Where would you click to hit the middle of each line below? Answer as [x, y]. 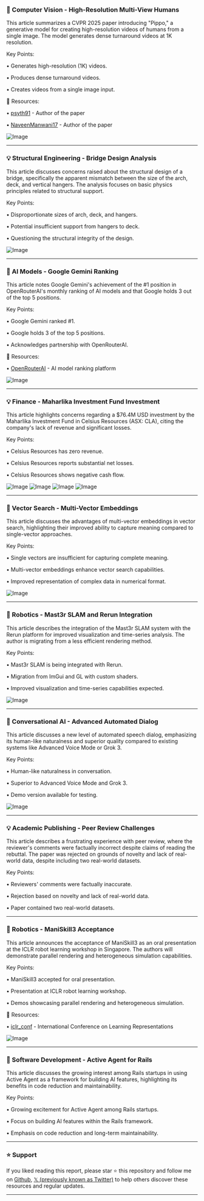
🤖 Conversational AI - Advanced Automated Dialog [83, 721]
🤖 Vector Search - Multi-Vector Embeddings [72, 508]
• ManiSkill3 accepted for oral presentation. [61, 979]
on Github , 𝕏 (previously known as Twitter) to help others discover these [97, 1180]
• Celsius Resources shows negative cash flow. [66, 475]
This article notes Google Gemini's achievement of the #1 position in [91, 284]
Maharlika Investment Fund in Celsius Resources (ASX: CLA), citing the [95, 421]
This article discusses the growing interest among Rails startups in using [97, 1073]
